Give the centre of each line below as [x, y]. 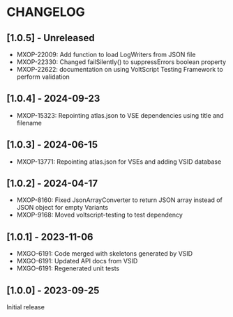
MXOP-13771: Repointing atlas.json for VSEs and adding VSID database [119, 162]
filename [29, 123]
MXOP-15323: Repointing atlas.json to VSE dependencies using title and [120, 115]
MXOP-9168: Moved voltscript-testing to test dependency [99, 215]
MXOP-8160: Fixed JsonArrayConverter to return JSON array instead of [119, 200]
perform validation [43, 77]
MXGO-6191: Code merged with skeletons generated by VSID [105, 254]
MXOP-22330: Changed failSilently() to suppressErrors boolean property [121, 62]
